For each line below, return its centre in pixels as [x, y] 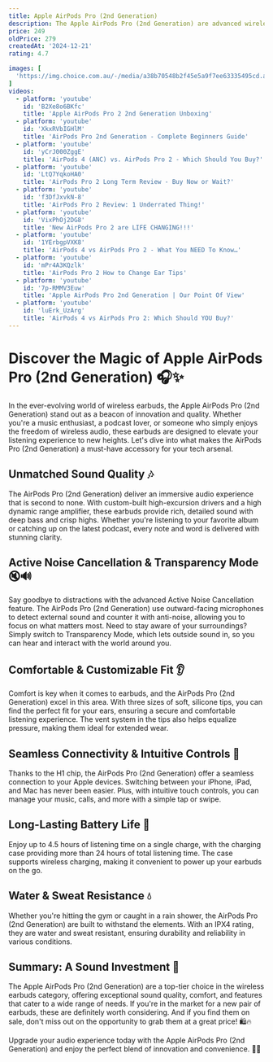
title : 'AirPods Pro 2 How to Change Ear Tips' [105, 273]
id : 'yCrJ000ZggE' [54, 151]
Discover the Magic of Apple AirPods [136, 358]
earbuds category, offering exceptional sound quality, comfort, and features [135, 995]
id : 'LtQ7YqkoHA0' [54, 175]
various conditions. [41, 942]
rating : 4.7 [28, 54]
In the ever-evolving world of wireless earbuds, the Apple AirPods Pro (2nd [134, 405]
